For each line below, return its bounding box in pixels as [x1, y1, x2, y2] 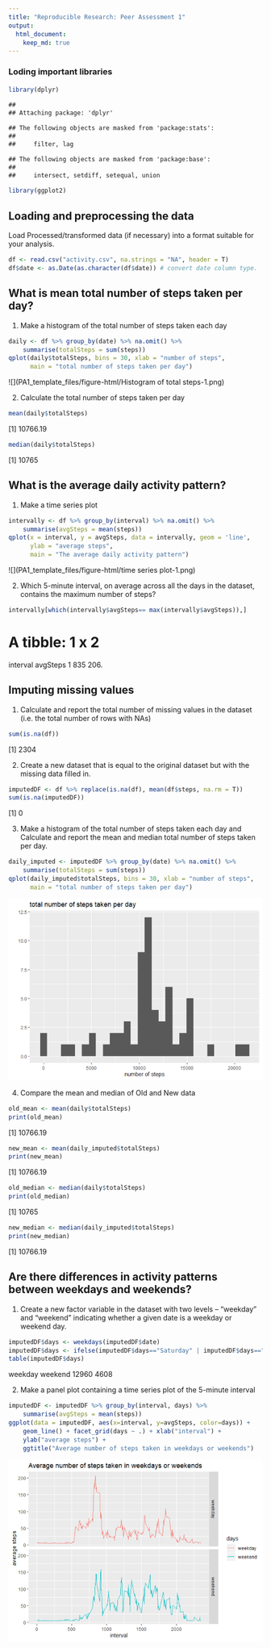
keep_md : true [23, 39, 70, 47]
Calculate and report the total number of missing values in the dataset [19, 704, 252, 714]
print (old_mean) [8, 1113, 63, 1121]
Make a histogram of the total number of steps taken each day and [19, 824, 242, 834]
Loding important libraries [8, 66, 113, 77]
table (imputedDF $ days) [8, 1355, 85, 1363]
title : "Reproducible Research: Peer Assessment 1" [8, 13, 186, 21]
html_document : [15, 30, 67, 38]
